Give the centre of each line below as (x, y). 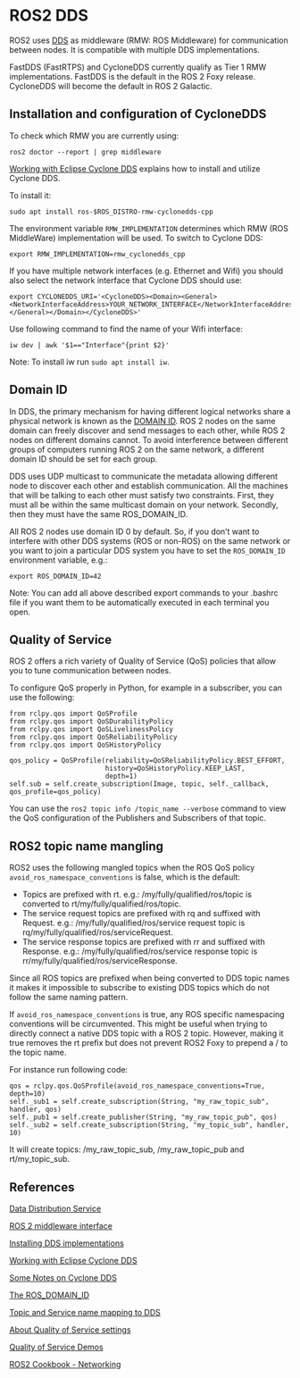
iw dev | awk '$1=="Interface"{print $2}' (89, 345)
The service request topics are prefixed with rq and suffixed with (141, 914)
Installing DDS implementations (67, 1243)
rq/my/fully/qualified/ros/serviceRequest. (98, 932)
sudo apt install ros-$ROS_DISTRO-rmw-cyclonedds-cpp (112, 212)
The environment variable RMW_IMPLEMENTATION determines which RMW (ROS (149, 228)
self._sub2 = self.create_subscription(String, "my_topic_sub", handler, (150, 1125)
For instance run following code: (68, 1070)
